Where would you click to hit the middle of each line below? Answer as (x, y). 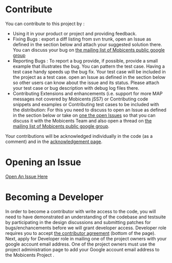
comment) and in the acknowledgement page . (54, 141)
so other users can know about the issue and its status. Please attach (86, 83)
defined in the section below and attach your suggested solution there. (87, 44)
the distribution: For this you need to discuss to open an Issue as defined (89, 110)
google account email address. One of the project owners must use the (80, 244)
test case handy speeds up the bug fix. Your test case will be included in (89, 72)
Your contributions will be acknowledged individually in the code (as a (79, 136)
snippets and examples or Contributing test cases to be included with (86, 104)
